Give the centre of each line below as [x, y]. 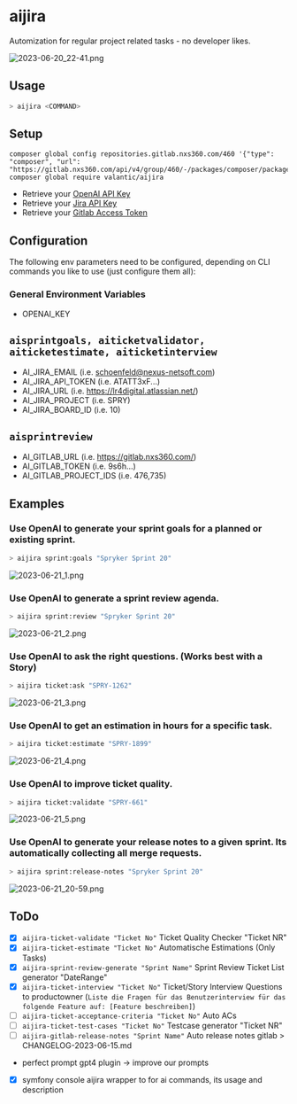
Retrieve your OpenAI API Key [76, 194]
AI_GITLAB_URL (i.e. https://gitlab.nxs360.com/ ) [109, 457]
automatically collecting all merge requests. [106, 853]
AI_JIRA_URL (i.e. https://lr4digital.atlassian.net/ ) [110, 391]
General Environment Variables [77, 294]
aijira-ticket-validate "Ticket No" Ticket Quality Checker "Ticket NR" [154, 937]
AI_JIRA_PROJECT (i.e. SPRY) [76, 400]
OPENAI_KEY [46, 314]
